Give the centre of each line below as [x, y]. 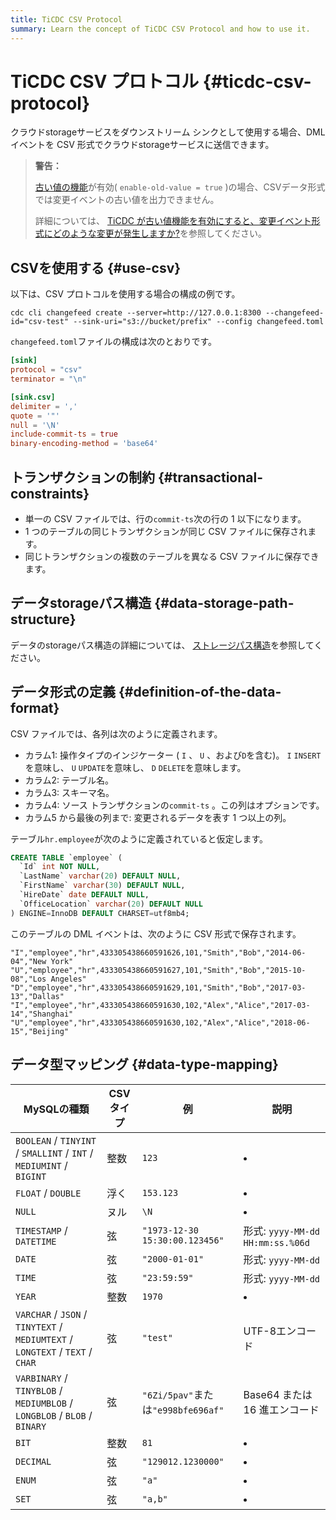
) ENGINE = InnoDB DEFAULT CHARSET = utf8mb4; [100, 913]
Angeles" [68, 979]
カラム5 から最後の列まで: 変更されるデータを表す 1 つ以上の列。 [158, 817]
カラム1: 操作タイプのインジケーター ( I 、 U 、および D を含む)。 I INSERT [173, 755]
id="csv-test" [40, 322]
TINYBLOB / [39, 1390]
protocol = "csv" [46, 370]
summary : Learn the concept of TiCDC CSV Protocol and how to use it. [160, 29]
